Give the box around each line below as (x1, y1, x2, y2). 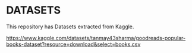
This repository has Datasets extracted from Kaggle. (6, 23, 134, 30)
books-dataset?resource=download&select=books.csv (6, 41, 141, 48)
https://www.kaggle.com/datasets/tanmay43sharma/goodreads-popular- (6, 34, 186, 41)
